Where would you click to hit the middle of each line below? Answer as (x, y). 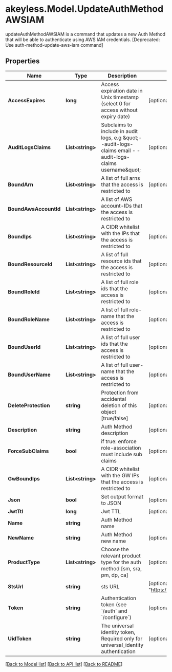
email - (126, 151)
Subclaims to (116, 125)
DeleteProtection (29, 405)
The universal (117, 626)
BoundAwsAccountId (34, 209)
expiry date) (116, 116)
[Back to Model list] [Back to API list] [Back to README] (64, 664)
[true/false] (115, 418)
